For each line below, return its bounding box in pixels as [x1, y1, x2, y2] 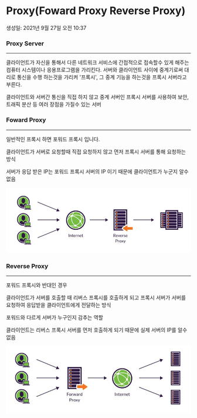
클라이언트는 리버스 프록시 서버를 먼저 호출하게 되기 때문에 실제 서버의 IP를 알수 [6, 326, 188, 333]
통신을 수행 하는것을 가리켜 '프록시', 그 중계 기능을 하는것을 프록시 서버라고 [16, 73, 187, 81]
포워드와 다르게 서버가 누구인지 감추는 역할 [6, 314, 104, 321]
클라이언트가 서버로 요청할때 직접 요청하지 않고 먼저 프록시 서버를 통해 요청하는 [6, 148, 186, 155]
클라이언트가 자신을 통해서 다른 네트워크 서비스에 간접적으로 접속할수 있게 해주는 [6, 59, 189, 66]
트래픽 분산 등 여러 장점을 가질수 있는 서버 [6, 101, 101, 108]
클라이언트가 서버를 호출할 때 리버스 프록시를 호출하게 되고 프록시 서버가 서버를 [6, 294, 186, 301]
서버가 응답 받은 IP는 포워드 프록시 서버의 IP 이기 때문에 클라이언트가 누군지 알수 [6, 168, 189, 175]
